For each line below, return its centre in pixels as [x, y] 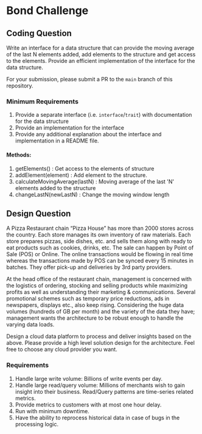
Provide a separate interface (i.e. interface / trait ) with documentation [103, 115]
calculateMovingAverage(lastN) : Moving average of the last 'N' [95, 182]
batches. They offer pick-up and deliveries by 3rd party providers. [89, 267]
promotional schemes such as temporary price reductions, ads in [88, 299]
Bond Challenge [47, 11]
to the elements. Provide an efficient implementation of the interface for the [101, 61]
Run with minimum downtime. [52, 411]
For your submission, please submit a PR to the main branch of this [89, 79]
